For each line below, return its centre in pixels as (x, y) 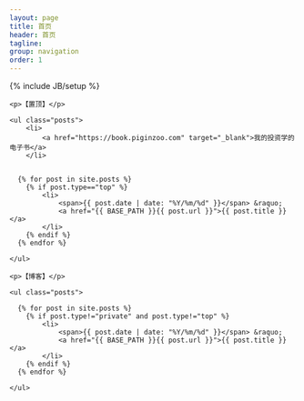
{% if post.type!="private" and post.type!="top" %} (128, 316)
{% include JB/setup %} (55, 86)
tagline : (26, 43)
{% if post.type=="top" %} (77, 187)
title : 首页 (30, 26)
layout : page (34, 18)
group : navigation (44, 52)
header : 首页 (33, 35)
